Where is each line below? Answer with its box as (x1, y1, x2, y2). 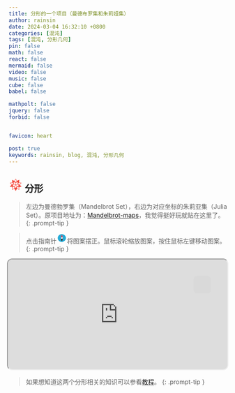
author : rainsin (8, 17, 56, 24)
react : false (8, 56, 47, 63)
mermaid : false (8, 62, 53, 69)
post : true (8, 144, 40, 152)
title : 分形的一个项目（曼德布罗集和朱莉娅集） (8, 10, 130, 17)
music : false (8, 75, 47, 82)
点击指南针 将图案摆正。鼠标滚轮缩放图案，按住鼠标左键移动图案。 (25, 237, 226, 245)
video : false (8, 68, 47, 75)
